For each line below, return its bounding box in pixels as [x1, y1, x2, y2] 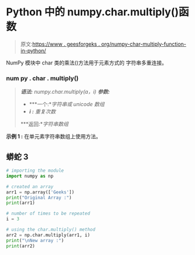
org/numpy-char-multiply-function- [101, 40, 186, 47]
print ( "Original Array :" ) [6, 195, 72, 200]
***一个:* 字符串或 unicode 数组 [29, 101, 105, 108]
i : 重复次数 [29, 108, 56, 115]
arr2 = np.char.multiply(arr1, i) [6, 232, 91, 238]
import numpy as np [6, 173, 54, 179]
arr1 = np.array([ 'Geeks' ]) [6, 189, 75, 195]
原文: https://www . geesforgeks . [20, 40, 100, 47]
